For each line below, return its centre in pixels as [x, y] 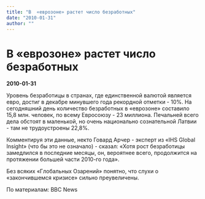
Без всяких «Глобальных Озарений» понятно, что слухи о [82, 171]
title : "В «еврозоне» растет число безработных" [71, 12]
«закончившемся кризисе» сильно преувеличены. [73, 178]
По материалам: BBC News [42, 190]
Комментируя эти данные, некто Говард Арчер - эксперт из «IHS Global [101, 140]
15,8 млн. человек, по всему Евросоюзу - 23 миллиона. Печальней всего [102, 115]
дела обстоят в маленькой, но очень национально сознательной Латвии [102, 122]
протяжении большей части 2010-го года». [63, 159]
